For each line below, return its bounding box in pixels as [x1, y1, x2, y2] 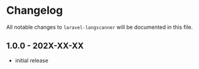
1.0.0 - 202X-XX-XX [6, 41, 84, 51]
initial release [15, 56, 49, 64]
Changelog [6, 4, 63, 17]
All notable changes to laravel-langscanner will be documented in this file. [6, 23, 193, 31]
